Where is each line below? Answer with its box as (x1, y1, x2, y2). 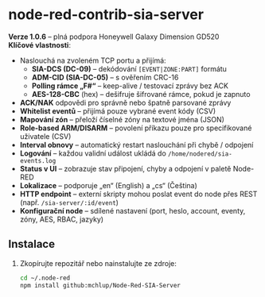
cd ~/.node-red (19, 274, 71, 282)
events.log (19, 156, 57, 164)
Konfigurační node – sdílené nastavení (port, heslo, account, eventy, (19, 206, 246, 215)
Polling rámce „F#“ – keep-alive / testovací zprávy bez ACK (31, 81, 229, 91)
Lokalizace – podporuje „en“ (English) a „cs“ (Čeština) (19, 180, 197, 190)
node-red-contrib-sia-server (8, 6, 205, 24)
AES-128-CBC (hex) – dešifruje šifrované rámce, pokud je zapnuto (31, 89, 251, 98)
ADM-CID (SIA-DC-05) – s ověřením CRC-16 (31, 72, 179, 82)
